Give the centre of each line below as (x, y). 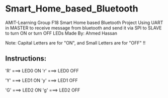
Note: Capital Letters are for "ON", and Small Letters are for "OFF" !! (75, 42)
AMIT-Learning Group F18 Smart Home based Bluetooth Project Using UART (84, 22)
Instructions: (26, 59)
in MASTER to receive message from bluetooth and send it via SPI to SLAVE (83, 27)
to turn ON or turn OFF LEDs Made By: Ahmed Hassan (61, 33)
